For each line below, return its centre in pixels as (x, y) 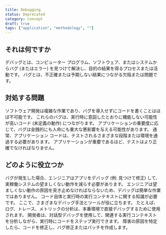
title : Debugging (23, 10)
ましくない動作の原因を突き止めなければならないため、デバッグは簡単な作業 (83, 190)
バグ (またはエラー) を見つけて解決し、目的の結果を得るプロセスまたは (82, 68)
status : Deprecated (25, 14)
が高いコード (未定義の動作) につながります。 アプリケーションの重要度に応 (82, 123)
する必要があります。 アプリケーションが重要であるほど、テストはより (81, 141)
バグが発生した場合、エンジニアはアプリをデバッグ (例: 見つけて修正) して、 (83, 178)
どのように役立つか (34, 165)
